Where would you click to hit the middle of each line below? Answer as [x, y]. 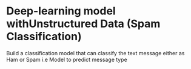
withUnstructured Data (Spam [83, 24]
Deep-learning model [61, 11]
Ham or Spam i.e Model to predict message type [67, 59]
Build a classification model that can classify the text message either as [95, 53]
